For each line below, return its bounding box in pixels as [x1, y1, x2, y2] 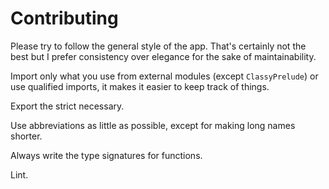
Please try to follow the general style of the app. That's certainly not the [10, 40, 307, 52]
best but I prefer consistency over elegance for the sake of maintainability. [10, 50, 317, 62]
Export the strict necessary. [10, 100, 125, 112]
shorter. [10, 130, 43, 142]
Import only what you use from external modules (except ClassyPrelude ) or [10, 70, 319, 82]
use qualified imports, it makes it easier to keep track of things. [10, 80, 270, 92]
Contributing [10, 7, 119, 30]
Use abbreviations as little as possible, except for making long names [10, 119, 296, 131]
